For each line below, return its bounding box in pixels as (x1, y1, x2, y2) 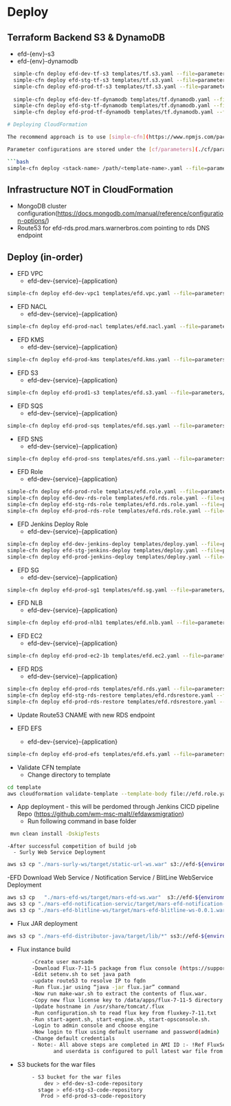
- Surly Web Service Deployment (13, 849, 107, 856)
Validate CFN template (16, 763, 81, 771)
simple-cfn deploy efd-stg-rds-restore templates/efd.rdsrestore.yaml (7, 692, 214, 699)
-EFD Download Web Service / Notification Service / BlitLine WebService (7, 874, 214, 882)
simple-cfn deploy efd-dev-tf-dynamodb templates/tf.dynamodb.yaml (13, 96, 211, 103)
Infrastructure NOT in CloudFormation (7, 184, 174, 195)
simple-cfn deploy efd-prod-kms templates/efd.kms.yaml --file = (7, 356, 195, 363)
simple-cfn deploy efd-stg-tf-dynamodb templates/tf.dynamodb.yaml (13, 102, 211, 109)
